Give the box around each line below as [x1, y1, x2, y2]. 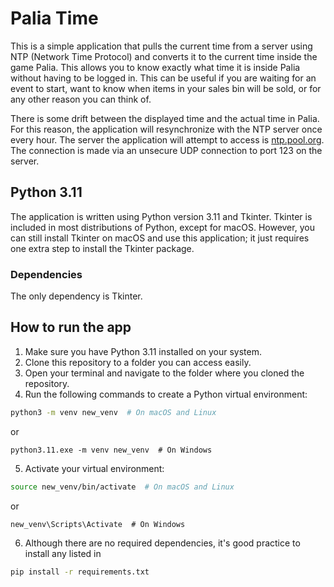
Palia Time [10, 7, 99, 30]
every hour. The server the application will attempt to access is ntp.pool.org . [10, 133, 325, 146]
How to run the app [10, 319, 132, 336]
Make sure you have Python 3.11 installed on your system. [24, 345, 263, 357]
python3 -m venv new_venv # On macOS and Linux [10, 407, 217, 417]
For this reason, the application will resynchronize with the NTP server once [10, 123, 323, 135]
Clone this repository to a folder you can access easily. [24, 356, 252, 368]
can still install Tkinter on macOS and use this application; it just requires [10, 232, 310, 244]
